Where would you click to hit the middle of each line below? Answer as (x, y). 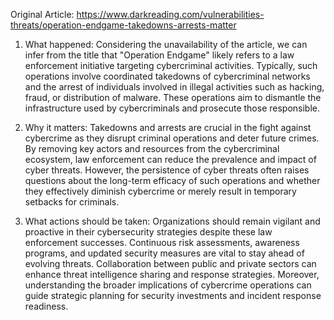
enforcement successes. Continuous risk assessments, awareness (162, 242)
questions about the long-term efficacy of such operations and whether (172, 180)
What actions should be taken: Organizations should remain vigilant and (172, 221)
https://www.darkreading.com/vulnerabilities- (170, 14)
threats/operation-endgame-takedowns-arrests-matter (123, 25)
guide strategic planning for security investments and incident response (173, 295)
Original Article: (42, 14)
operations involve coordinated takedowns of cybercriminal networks (167, 76)
